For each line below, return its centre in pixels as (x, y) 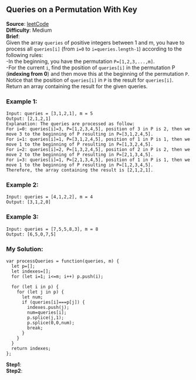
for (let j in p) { (40, 292)
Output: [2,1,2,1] (28, 119)
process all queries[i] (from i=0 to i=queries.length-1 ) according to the (94, 49)
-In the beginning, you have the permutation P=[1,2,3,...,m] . (80, 61)
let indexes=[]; (31, 271)
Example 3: (23, 217)
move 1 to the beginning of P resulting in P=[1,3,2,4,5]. (80, 144)
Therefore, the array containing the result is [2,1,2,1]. (80, 170)
